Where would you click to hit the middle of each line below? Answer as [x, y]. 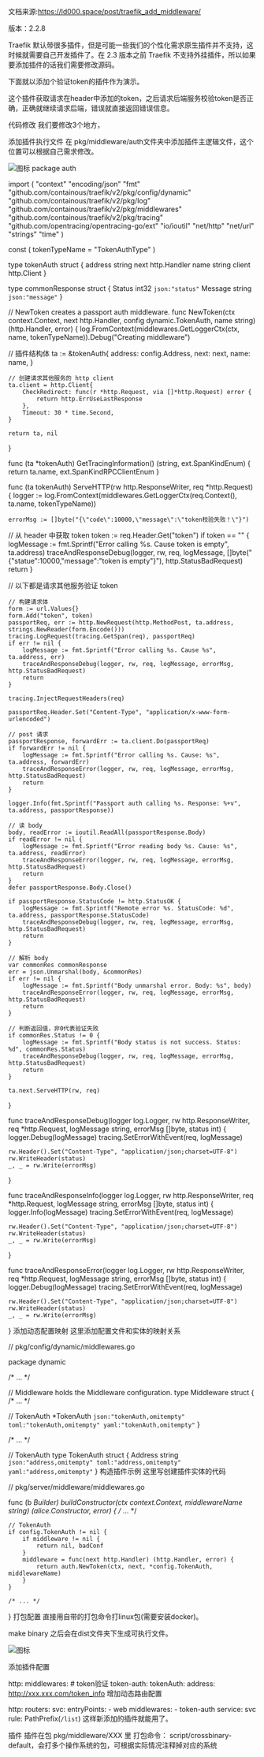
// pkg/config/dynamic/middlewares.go [72, 1347]
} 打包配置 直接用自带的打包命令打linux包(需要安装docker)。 [106, 1617]
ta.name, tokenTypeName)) [52, 504]
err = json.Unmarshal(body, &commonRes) [76, 972]
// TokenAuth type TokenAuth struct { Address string [93, 1455]
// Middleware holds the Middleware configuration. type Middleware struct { [131, 1392]
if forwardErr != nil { [47, 748]
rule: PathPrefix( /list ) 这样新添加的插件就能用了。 [91, 1718]
